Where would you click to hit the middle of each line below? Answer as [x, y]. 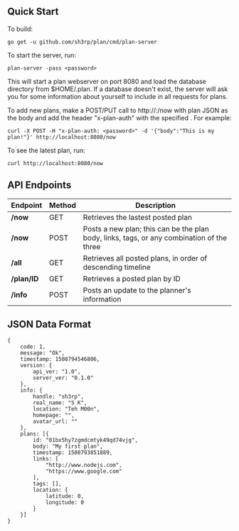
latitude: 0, [64, 496]
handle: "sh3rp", [58, 397]
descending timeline [117, 267]
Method [63, 205]
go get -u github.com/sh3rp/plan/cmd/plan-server [83, 42]
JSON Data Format [49, 324]
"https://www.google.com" [84, 472]
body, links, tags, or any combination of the [155, 238]
